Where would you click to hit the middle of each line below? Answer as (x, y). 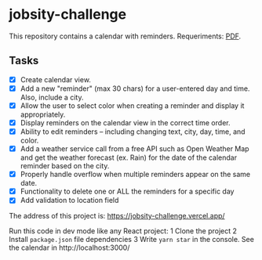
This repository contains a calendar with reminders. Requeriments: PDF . (125, 36)
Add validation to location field (69, 200)
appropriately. (43, 114)
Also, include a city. (52, 97)
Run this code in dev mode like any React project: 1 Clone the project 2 (123, 231)
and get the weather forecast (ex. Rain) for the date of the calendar (129, 157)
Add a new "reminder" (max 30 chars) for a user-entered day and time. (135, 88)
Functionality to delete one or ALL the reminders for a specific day (127, 191)
